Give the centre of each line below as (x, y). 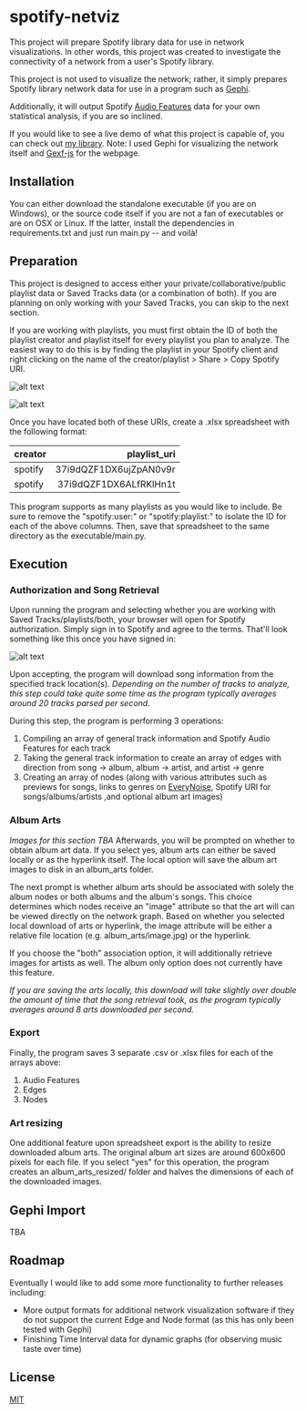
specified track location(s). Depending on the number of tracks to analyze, (150, 684)
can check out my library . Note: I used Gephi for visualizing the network (144, 143)
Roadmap (37, 1260)
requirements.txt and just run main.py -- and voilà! (104, 232)
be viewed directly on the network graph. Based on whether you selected (147, 916)
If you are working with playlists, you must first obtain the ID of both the (143, 330)
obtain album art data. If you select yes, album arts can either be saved (143, 850)
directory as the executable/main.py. (78, 536)
